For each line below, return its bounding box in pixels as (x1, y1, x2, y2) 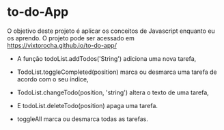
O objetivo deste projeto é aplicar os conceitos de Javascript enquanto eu (7, 27, 215, 35)
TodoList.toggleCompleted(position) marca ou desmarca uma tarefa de (16, 68, 217, 76)
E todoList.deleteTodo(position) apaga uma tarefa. (16, 101, 158, 109)
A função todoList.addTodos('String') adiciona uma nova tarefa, (16, 54, 197, 62)
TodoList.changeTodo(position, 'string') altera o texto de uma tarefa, (16, 88, 210, 96)
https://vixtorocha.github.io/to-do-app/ (7, 41, 117, 49)
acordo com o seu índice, (16, 75, 89, 83)
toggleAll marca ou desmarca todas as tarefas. (16, 114, 148, 123)
